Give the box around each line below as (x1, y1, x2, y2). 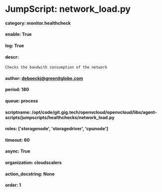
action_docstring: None (5, 171, 55, 177)
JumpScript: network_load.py (5, 3, 131, 15)
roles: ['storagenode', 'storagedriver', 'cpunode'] (5, 126, 108, 132)
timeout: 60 (5, 137, 30, 143)
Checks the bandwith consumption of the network (5, 65, 108, 70)
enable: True (5, 31, 32, 38)
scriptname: (5, 109, 31, 115)
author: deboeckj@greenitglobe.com (5, 75, 83, 81)
